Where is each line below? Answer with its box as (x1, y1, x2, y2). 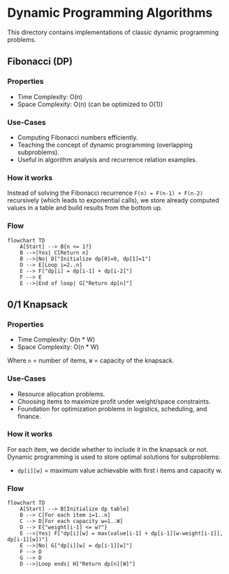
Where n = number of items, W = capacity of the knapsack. (7, 356, 175, 365)
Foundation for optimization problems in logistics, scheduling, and (17, 404, 207, 413)
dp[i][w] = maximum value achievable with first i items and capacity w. (17, 466, 223, 474)
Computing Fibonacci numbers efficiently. (17, 133, 138, 141)
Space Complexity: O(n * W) (17, 343, 99, 351)
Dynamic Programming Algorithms (7, 5, 213, 21)
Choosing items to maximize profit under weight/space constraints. (17, 397, 211, 406)
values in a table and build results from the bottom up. (7, 204, 163, 212)
